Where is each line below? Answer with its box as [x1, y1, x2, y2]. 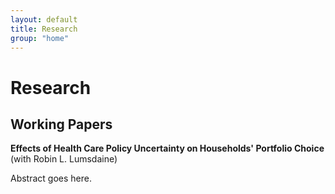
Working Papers [10, 116, 113, 133]
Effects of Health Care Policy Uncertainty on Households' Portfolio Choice [10, 142, 325, 155]
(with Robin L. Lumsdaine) [10, 153, 118, 165]
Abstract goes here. [10, 172, 92, 185]
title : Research [10, 24, 78, 34]
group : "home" [10, 33, 70, 43]
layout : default [10, 14, 78, 25]
